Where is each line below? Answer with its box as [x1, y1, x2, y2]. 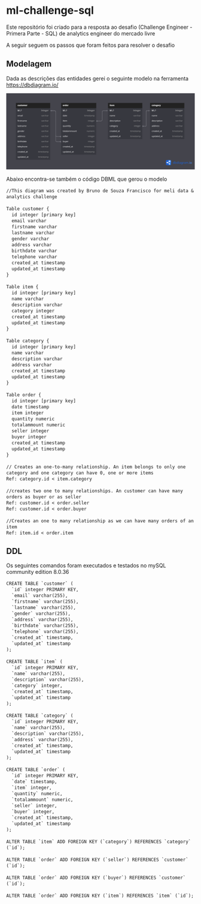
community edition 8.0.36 [6, 568, 69, 576]
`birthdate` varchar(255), [11, 622, 79, 629]
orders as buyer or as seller [6, 493, 82, 500]
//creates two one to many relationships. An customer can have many [6, 487, 184, 494]
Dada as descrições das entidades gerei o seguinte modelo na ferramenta [6, 74, 189, 82]
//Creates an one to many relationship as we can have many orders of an [6, 517, 194, 524]
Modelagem [6, 59, 52, 69]
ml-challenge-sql [6, 4, 95, 17]
